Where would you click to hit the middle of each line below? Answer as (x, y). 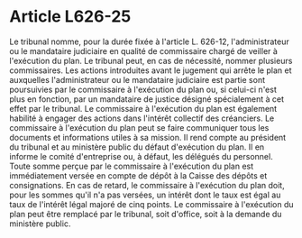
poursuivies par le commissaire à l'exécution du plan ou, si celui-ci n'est (143, 89)
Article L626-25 (70, 17)
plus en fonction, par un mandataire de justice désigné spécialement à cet (147, 99)
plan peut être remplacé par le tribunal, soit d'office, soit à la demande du (146, 214)
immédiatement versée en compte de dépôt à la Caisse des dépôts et (138, 175)
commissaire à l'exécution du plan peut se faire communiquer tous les (139, 127)
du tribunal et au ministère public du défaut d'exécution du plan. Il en (137, 147)
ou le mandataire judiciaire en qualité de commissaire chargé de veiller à (143, 50)
